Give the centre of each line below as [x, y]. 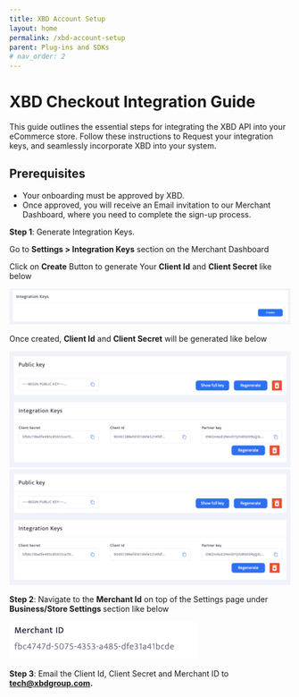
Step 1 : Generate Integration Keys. [72, 232]
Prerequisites [47, 174]
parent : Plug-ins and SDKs [59, 47]
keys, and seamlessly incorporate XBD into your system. [113, 146]
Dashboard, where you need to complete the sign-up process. [137, 214]
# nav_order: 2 [37, 57]
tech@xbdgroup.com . [51, 684]
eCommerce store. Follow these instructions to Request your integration [141, 136]
